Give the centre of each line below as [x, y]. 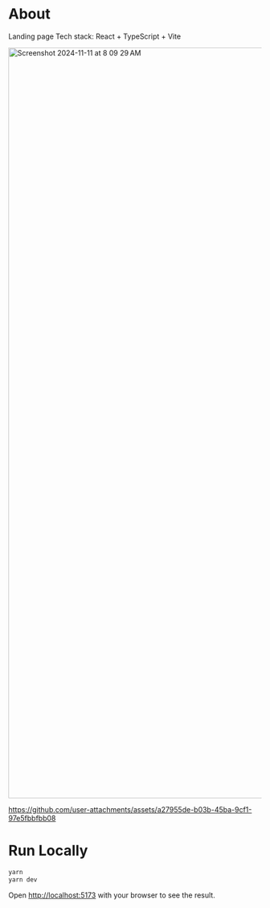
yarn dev [23, 879]
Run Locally [48, 851]
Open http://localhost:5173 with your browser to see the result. [112, 895]
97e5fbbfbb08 [32, 818]
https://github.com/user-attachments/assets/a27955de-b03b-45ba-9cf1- [130, 809]
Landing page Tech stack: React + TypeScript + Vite [95, 36]
